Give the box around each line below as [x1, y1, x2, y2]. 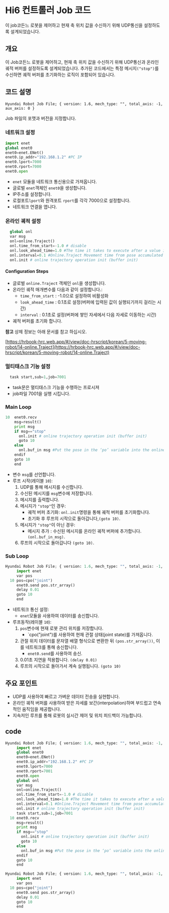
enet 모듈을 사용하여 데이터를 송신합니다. [20, 613, 100, 619]
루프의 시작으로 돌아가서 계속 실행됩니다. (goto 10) [20, 663, 121, 669]
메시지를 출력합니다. [20, 496, 59, 502]
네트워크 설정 [5, 129, 35, 136]
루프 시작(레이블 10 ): [12, 478, 53, 484]
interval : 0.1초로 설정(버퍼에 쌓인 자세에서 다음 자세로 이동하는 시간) [20, 312, 157, 318]
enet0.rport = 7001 [16, 769, 53, 774]
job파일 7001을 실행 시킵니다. [12, 391, 70, 397]
